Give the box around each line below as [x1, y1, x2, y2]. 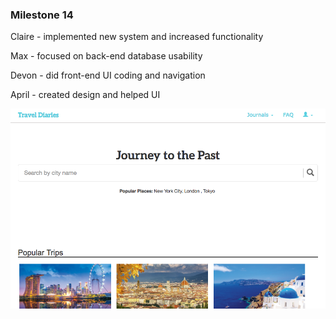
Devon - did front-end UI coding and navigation [10, 69, 206, 82]
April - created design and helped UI [10, 89, 161, 101]
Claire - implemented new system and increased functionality [10, 31, 264, 43]
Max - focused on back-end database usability [10, 50, 203, 62]
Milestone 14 [10, 8, 74, 22]
